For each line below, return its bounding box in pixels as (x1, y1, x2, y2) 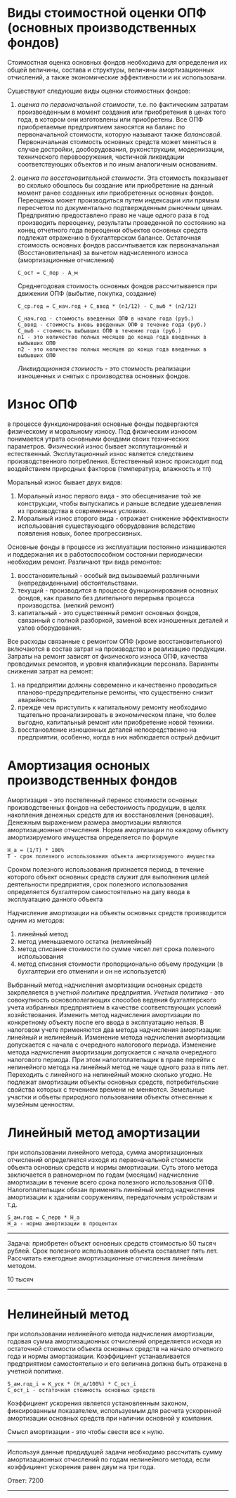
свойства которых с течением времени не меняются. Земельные (7, 1085, 205, 1094)
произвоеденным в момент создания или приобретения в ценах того (17, 108, 226, 116)
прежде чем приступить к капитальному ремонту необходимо (17, 703, 207, 711)
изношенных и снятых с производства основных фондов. (17, 371, 190, 380)
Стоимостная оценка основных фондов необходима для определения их (7, 58, 228, 66)
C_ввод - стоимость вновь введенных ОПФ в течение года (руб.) (17, 321, 207, 328)
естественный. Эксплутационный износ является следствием (7, 449, 195, 458)
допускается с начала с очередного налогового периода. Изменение (7, 1040, 216, 1049)
